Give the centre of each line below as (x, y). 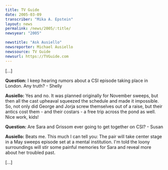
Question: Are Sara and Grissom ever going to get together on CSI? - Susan (84, 127)
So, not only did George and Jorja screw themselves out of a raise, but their (84, 106)
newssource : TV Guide (28, 52)
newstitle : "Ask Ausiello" (34, 42)
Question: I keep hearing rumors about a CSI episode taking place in (77, 80)
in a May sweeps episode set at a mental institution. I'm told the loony (78, 142)
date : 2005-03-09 (23, 15)
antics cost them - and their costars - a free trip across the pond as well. (81, 112)
